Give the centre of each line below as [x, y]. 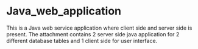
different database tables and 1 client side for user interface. [82, 41]
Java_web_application [64, 11]
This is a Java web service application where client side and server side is [99, 28]
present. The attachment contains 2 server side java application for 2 [93, 34]
